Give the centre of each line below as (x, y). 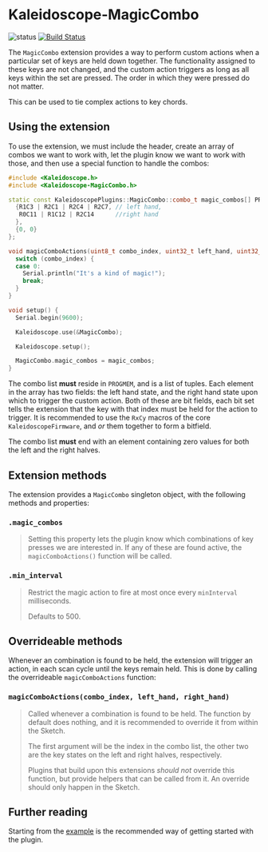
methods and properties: (49, 503)
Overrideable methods (65, 641)
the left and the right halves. (55, 450)
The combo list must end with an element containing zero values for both (129, 442)
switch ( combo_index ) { (55, 259)
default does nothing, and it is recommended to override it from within (143, 722)
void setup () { (33, 310)
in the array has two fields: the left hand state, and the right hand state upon (133, 392)
